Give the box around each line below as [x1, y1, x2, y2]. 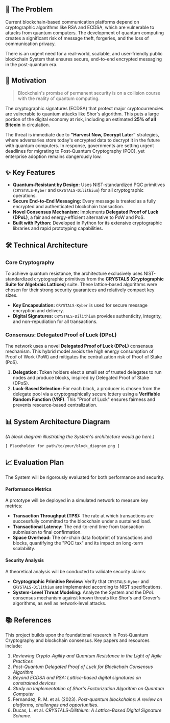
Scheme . [12, 713, 32, 719]
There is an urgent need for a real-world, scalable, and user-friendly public [5, 50, 163, 56]
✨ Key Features [5, 168, 55, 177]
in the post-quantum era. [5, 61, 58, 67]
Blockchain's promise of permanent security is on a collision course [17, 90, 161, 96]
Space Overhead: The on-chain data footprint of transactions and [12, 534, 152, 541]
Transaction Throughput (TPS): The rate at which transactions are [12, 513, 154, 519]
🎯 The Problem [5, 5, 53, 14]
